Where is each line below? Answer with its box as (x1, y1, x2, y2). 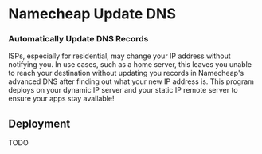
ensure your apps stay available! (8, 93, 115, 104)
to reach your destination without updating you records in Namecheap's (8, 69, 244, 78)
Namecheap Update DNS (8, 5, 177, 23)
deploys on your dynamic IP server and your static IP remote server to (8, 85, 238, 95)
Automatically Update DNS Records (8, 34, 149, 45)
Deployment (8, 116, 71, 130)
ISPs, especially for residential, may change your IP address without (8, 51, 231, 61)
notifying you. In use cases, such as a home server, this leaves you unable (8, 60, 252, 69)
